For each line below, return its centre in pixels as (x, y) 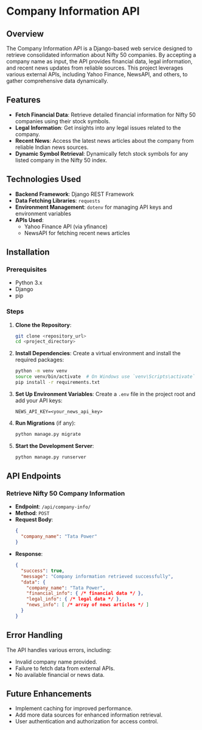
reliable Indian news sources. (52, 147)
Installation (28, 252)
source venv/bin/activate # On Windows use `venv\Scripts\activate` (105, 377)
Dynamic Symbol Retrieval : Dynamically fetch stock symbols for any (102, 153)
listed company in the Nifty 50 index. (61, 160)
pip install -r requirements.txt (57, 383)
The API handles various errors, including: (59, 650)
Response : (29, 554)
